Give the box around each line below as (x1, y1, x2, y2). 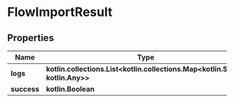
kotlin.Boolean (46, 84, 95, 94)
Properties (7, 32, 54, 44)
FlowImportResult (7, 4, 113, 20)
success (10, 84, 40, 94)
